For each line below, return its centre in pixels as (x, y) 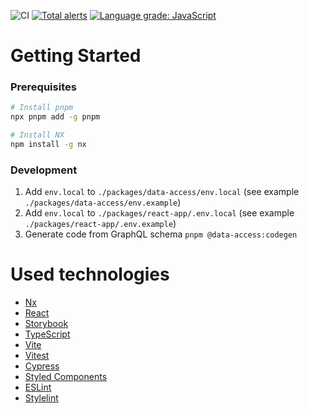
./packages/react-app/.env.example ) (100, 224)
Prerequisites (43, 87)
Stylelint (41, 398)
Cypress (42, 366)
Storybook (46, 324)
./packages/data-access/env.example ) (103, 202)
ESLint (38, 387)
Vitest (37, 356)
